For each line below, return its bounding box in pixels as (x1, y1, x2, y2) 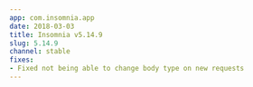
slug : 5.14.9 (9, 38, 59, 48)
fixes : (9, 55, 34, 64)
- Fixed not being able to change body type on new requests (9, 64, 245, 73)
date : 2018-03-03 (9, 22, 75, 31)
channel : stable (9, 47, 70, 56)
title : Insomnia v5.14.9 (9, 30, 103, 39)
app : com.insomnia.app (9, 13, 95, 23)
